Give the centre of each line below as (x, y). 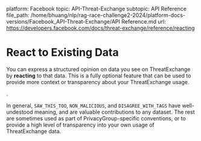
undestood (20, 112)
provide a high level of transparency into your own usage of (81, 125)
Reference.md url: (144, 21)
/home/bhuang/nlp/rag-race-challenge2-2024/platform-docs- (108, 15)
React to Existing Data (62, 52)
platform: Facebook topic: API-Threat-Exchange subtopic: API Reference (97, 9)
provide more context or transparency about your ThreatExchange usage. (98, 82)
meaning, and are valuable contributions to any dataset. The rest (114, 112)
